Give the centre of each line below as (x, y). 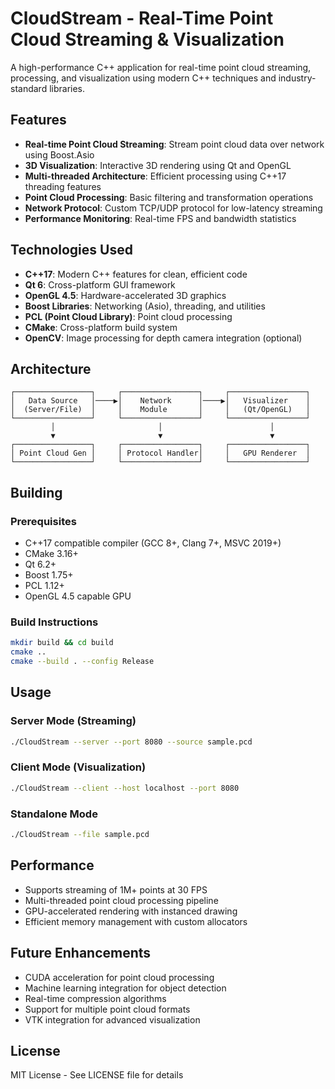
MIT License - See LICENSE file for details (97, 1075)
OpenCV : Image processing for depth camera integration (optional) (163, 338)
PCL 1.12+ (44, 586)
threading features (63, 186)
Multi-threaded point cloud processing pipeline (121, 900)
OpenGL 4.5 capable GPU (78, 596)
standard (29, 88)
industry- (297, 78)
